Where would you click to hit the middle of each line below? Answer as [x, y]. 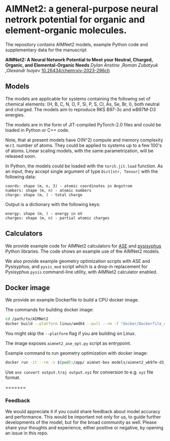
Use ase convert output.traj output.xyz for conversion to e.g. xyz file [79, 372]
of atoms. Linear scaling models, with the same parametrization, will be [79, 151]
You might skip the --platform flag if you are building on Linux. [71, 333]
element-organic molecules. [66, 30]
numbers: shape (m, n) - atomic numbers [49, 190]
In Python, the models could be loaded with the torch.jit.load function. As [84, 166]
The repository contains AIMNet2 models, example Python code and [77, 44]
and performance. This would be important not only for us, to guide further [83, 417]
